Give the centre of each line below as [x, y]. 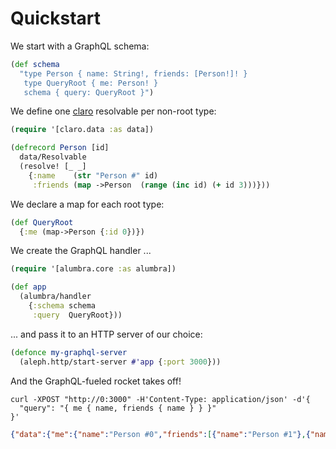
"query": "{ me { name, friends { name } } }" [118, 408]
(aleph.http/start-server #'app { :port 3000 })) [120, 362]
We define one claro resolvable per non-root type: [113, 111]
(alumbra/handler [55, 297]
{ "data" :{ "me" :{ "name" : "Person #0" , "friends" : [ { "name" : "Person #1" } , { [160, 434]
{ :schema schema [62, 306]
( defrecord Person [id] [60, 148]
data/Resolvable [53, 157]
